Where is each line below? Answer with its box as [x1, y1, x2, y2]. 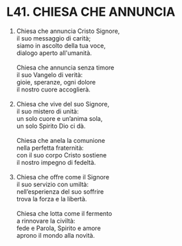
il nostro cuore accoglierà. [16, 85, 91, 93]
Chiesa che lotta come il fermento [16, 209, 113, 217]
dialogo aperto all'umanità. [16, 49, 92, 57]
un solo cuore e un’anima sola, [16, 114, 103, 122]
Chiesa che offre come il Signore [16, 172, 110, 181]
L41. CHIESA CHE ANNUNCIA [6, 4, 176, 20]
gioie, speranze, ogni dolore [16, 78, 96, 86]
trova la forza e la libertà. [16, 194, 87, 203]
